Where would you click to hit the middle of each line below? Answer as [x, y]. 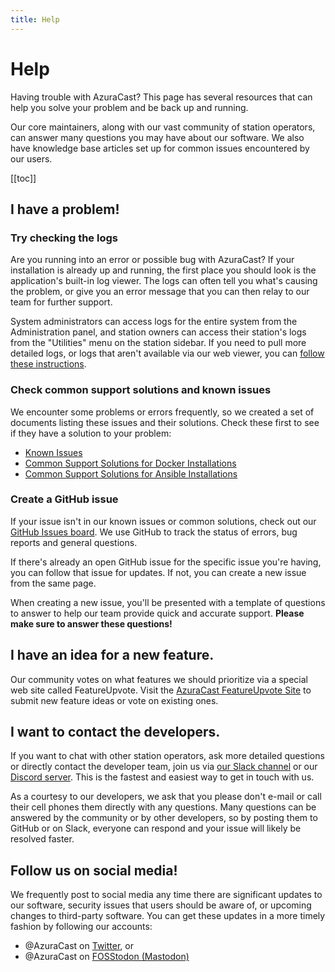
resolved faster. [42, 839]
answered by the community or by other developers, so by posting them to [164, 818]
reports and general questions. [74, 542]
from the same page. [53, 583]
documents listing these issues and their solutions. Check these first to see [165, 422]
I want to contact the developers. [115, 732]
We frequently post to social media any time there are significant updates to [166, 895]
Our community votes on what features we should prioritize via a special [159, 679]
